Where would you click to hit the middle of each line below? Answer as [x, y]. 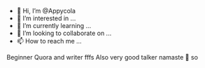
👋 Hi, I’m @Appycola [46, 11]
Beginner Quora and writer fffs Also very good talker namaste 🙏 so [102, 57]
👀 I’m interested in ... [46, 18]
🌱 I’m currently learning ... [54, 26]
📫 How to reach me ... [49, 41]
